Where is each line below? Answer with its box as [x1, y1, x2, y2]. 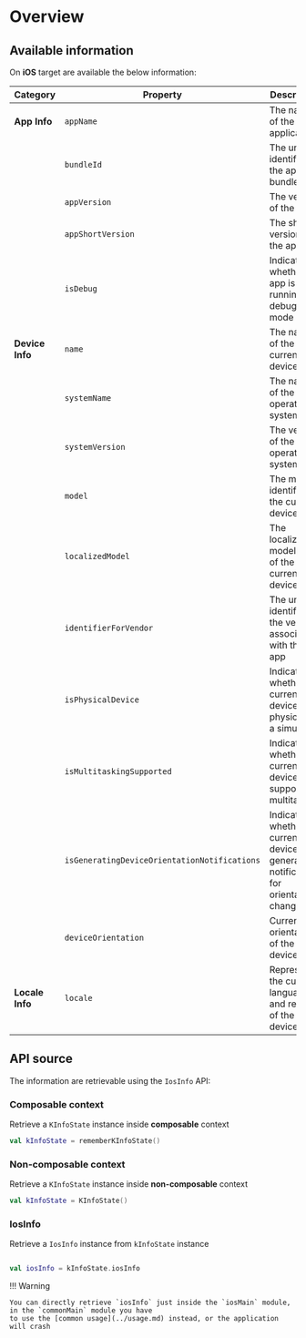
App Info [14, 116, 53, 128]
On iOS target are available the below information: [9, 66, 198, 77]
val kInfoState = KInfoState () [9, 1196, 128, 1206]
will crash [9, 1323, 51, 1332]
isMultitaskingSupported [64, 767, 172, 776]
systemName [64, 393, 112, 403]
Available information [9, 43, 134, 58]
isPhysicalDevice [64, 695, 139, 705]
